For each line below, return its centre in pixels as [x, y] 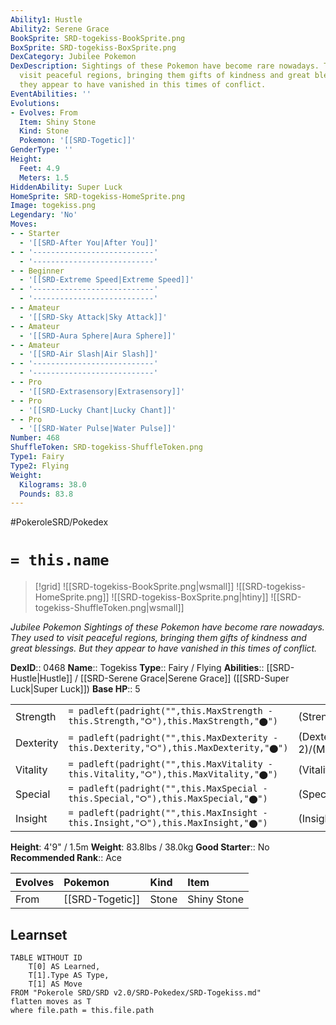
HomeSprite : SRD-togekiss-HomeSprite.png [98, 196]
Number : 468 [35, 438]
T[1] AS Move [55, 984]
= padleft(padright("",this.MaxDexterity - [173, 737]
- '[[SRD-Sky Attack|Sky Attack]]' [93, 317]
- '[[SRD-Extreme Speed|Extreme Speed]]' [107, 280]
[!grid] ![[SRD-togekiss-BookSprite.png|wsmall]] [134, 587]
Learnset [39, 934]
